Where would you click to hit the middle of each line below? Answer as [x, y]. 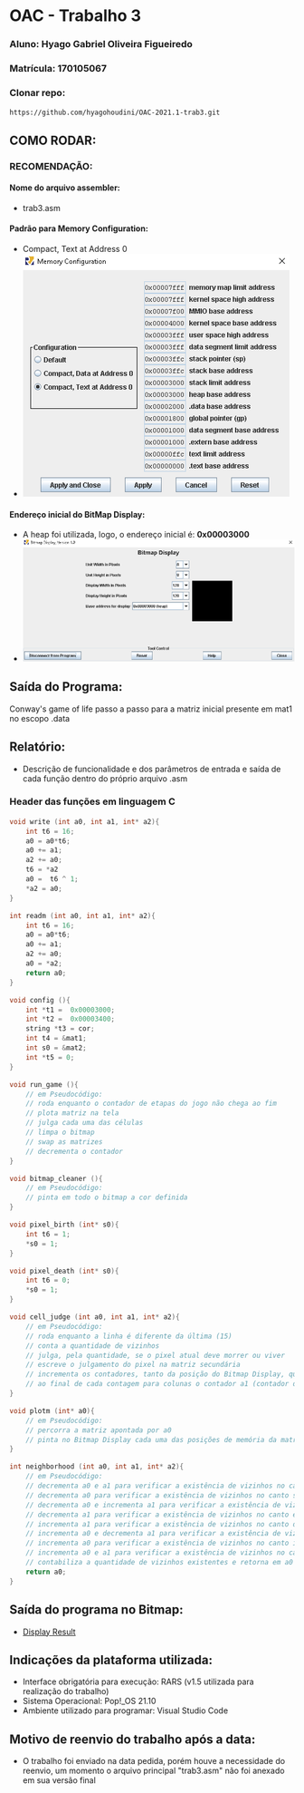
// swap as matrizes [64, 1142]
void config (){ [40, 1000]
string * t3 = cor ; [60, 1029]
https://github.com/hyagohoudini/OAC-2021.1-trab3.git [115, 113]
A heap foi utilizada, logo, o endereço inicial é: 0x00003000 [136, 535]
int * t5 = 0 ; [50, 1057]
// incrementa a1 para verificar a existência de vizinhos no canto [157, 1524]
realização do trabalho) [66, 1691]
